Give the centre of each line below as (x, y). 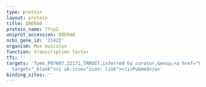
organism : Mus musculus (37, 47)
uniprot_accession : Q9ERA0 (41, 35)
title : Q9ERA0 (25, 23)
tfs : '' (16, 58)
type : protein (25, 12)
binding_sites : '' (30, 75)
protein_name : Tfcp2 (33, 29)
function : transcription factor (48, 52)
